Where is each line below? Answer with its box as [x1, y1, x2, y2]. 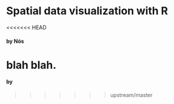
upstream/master [110, 91, 153, 99]
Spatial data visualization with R [6, 4, 169, 18]
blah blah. [6, 58, 57, 72]
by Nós [6, 37, 25, 45]
